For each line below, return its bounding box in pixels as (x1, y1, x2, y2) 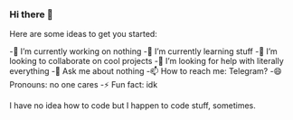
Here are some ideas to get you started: (9, 29, 158, 40)
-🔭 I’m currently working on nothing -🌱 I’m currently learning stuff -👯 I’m (9, 46, 278, 57)
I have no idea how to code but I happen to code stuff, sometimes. (9, 100, 256, 111)
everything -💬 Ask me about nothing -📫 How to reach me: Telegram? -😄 (9, 66, 282, 77)
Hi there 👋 (9, 8, 54, 21)
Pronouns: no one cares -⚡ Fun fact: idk (9, 79, 158, 90)
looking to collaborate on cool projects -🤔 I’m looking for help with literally (9, 56, 285, 67)
